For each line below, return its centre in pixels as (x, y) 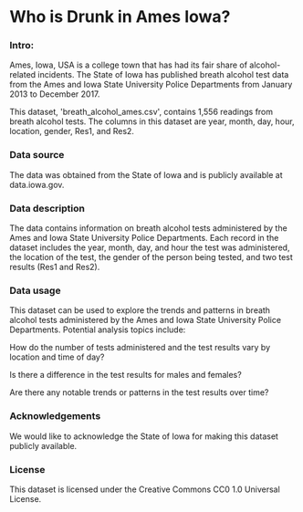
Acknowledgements (55, 416)
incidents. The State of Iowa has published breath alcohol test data (163, 75)
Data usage (35, 291)
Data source (37, 155)
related (23, 75)
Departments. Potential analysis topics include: (98, 329)
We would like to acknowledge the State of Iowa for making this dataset (144, 436)
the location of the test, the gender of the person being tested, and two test (151, 257)
